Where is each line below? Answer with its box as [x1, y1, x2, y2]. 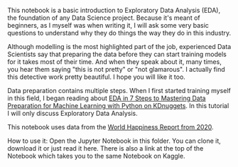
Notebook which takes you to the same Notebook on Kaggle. [7, 152, 185, 160]
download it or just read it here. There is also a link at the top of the [7, 144, 204, 152]
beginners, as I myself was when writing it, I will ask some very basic [7, 21, 210, 29]
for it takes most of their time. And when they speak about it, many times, [7, 58, 222, 66]
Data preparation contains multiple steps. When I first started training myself [7, 87, 231, 95]
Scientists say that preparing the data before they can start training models [7, 50, 227, 58]
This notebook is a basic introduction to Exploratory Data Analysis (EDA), [7, 6, 221, 14]
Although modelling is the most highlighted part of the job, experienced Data [7, 43, 232, 50]
